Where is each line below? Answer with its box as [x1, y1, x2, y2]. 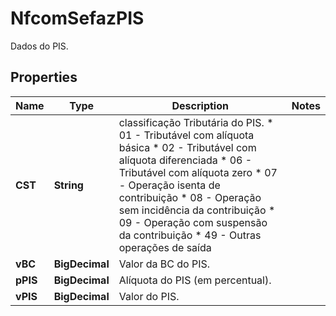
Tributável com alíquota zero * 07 [118, 165, 278, 179]
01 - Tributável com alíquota [118, 128, 255, 142]
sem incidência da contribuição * [118, 203, 276, 217]
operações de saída [118, 240, 212, 254]
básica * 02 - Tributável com [118, 140, 257, 154]
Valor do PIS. [118, 289, 180, 303]
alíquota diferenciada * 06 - [118, 153, 253, 167]
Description [171, 98, 229, 112]
